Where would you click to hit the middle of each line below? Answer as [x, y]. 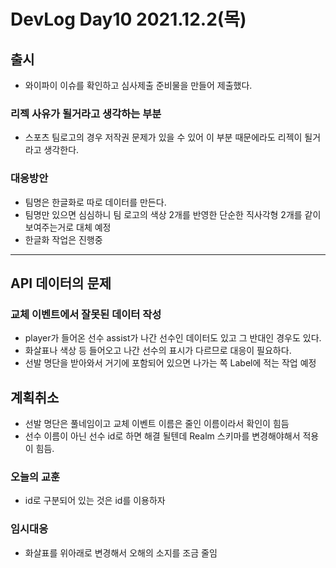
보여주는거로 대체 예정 [68, 227]
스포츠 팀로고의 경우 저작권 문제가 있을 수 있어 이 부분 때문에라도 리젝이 [163, 137]
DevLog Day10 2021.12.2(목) [128, 19]
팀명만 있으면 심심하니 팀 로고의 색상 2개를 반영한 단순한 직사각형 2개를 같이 [173, 214]
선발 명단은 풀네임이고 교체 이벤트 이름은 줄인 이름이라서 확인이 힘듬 [157, 424]
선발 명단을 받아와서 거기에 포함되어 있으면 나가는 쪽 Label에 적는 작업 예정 [170, 363]
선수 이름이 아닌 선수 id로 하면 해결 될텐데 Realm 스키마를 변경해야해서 [162, 436]
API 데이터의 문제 [61, 283]
